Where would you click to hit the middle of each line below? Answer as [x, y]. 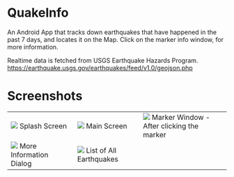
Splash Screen [44, 125]
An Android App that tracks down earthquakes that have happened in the [112, 32]
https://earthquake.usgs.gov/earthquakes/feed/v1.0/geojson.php [100, 68]
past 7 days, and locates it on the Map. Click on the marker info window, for [116, 39]
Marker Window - [181, 117]
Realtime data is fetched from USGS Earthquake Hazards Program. [103, 60]
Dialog [21, 163]
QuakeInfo [38, 13]
